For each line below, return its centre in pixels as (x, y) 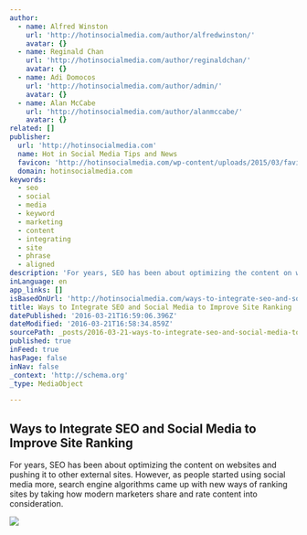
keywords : (28, 179)
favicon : (34, 162)
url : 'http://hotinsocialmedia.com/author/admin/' (124, 86)
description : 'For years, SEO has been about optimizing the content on (151, 273)
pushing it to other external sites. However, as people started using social (148, 475)
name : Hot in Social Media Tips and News (98, 154)
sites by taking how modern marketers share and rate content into (133, 494)
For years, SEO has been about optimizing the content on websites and (143, 465)
